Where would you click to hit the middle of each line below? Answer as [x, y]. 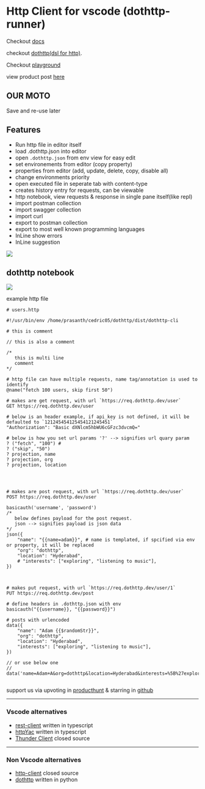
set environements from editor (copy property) [74, 164]
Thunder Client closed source [52, 738]
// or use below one [33, 663]
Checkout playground [34, 65]
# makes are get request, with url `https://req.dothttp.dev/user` [94, 401]
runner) [26, 24]
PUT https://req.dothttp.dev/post [50, 593]
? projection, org [30, 460]
